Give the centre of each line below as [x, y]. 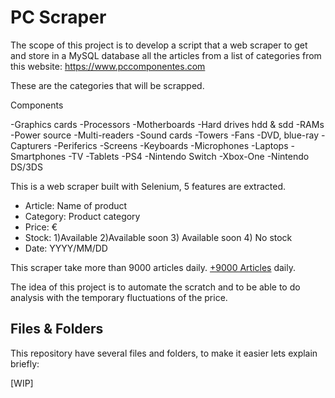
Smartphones [38, 156]
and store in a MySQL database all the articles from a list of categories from [166, 55]
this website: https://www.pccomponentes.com [108, 66]
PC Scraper [58, 17]
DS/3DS [26, 167]
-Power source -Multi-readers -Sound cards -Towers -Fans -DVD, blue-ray [165, 135]
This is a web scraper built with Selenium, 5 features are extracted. [148, 186]
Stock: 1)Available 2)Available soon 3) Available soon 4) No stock [158, 237]
